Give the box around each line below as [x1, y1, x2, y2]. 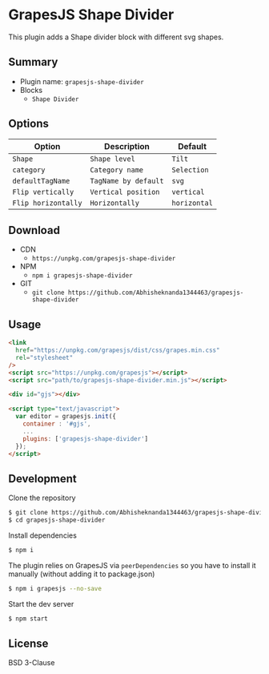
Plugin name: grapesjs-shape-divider [19, 76, 144, 86]
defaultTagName [12, 176, 70, 185]
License [8, 637, 49, 651]
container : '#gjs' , [22, 420, 91, 428]
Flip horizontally [12, 198, 82, 208]
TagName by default [90, 176, 164, 185]
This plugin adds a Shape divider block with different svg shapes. [8, 32, 224, 42]
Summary [8, 55, 58, 69]
